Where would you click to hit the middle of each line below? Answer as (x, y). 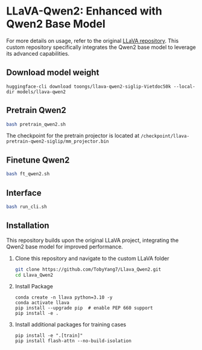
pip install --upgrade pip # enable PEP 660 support (84, 308)
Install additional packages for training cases (71, 325)
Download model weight (53, 73)
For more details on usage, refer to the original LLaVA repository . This (93, 41)
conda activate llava (42, 303)
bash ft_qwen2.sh (28, 174)
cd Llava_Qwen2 (34, 275)
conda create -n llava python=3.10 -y (64, 297)
